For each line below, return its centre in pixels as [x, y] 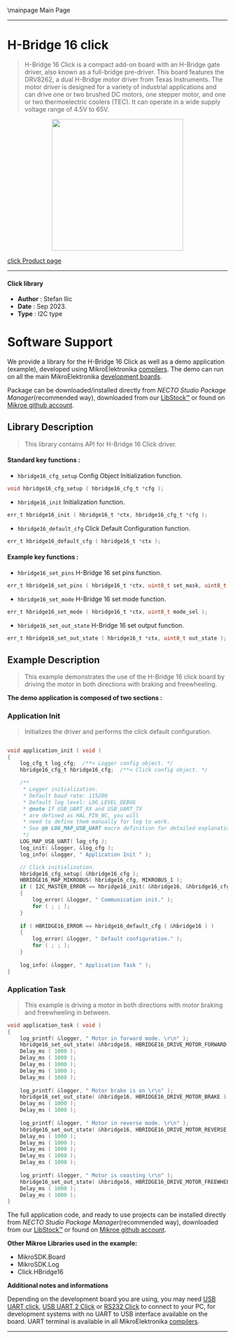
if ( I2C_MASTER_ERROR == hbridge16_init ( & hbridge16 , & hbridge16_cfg [125, 887]
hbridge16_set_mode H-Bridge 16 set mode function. [92, 599]
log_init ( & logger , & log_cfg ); [67, 848]
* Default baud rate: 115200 [65, 796]
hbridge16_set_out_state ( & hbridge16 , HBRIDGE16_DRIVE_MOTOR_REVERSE [123, 1130]
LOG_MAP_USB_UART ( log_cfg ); [64, 842]
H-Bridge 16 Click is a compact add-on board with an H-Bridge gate [122, 64]
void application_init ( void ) [54, 751]
